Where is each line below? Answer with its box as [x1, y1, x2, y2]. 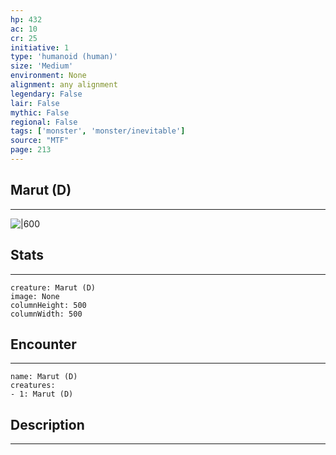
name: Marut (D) [10, 372, 78, 382]
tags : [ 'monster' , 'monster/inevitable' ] [10, 126, 186, 136]
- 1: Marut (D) [10, 389, 74, 400]
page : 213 [10, 145, 52, 155]
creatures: [10, 381, 56, 391]
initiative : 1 [10, 42, 70, 53]
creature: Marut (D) [10, 282, 97, 293]
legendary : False [10, 89, 83, 99]
